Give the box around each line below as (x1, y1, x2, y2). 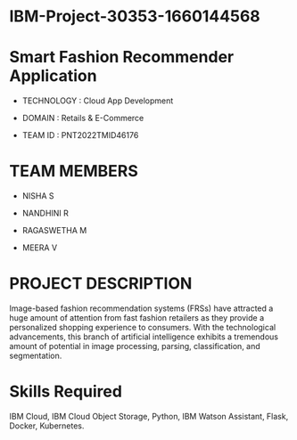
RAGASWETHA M (21, 225, 87, 236)
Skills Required (9, 381, 123, 402)
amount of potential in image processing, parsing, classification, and (9, 341, 260, 351)
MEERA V (21, 242, 58, 253)
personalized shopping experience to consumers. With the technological (9, 322, 276, 332)
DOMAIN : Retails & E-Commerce (21, 113, 144, 124)
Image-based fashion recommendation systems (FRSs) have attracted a (9, 303, 274, 314)
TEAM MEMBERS (9, 161, 138, 182)
